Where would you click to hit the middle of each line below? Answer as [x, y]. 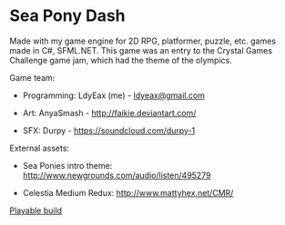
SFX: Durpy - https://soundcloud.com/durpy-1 [109, 130]
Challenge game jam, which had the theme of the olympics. [121, 60]
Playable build [36, 210]
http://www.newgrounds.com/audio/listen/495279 [117, 175]
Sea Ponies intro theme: [67, 165]
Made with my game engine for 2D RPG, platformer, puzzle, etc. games [142, 41]
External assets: [40, 148]
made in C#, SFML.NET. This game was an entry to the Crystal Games [141, 50]
